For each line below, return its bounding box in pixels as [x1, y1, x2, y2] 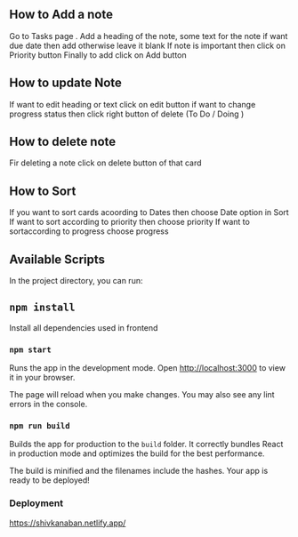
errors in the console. [9, 399, 88, 410]
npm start [9, 344, 52, 355]
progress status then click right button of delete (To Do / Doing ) [9, 108, 245, 119]
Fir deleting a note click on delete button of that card [9, 157, 202, 168]
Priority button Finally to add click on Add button [9, 49, 187, 60]
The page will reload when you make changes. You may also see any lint [9, 389, 275, 400]
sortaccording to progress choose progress [9, 226, 169, 236]
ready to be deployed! [9, 475, 91, 485]
